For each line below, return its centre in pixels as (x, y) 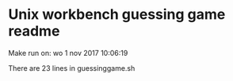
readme (34, 31)
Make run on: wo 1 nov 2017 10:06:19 (68, 53)
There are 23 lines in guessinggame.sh (72, 68)
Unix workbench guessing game (117, 15)
